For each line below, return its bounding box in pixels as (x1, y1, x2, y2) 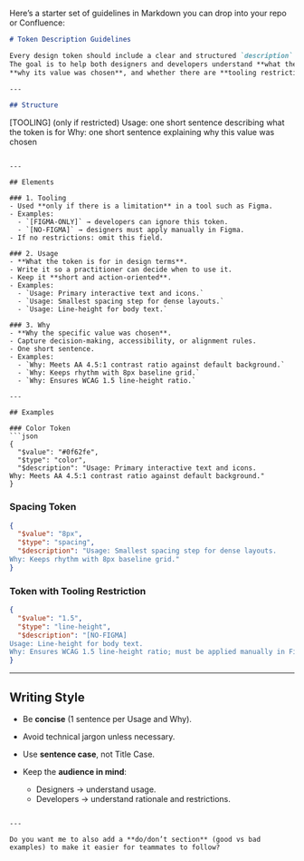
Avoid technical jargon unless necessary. (22, 731, 176, 742)
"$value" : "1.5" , (17, 613, 83, 622)
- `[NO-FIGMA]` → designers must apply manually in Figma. (17, 226, 245, 235)
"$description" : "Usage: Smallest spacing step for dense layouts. (17, 546, 278, 556)
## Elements (9, 178, 54, 187)
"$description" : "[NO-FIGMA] (17, 631, 128, 640)
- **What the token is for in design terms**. (9, 258, 188, 267)
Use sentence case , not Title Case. (22, 748, 156, 760)
